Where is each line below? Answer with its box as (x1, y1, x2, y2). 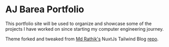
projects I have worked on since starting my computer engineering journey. (5, 26, 164, 32)
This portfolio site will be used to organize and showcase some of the (5, 20, 152, 27)
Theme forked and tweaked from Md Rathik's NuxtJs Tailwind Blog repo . (5, 36, 159, 42)
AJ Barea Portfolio (5, 4, 84, 15)
